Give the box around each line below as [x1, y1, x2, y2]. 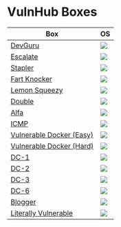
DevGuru [10, 41, 40, 50]
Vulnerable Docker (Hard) [10, 141, 94, 151]
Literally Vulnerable [10, 208, 74, 217]
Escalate [10, 52, 38, 61]
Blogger [10, 197, 36, 206]
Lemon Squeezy [10, 85, 63, 95]
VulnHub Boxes [7, 4, 98, 20]
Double [10, 96, 34, 106]
